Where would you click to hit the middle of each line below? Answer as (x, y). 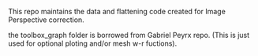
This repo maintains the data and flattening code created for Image (117, 11)
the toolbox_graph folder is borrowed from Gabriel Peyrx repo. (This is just (129, 35)
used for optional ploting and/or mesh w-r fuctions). (93, 43)
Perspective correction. (46, 20)
